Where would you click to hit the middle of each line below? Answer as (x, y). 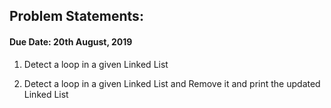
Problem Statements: (76, 16)
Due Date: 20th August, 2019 (71, 41)
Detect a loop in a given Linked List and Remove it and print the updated (172, 83)
